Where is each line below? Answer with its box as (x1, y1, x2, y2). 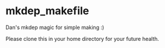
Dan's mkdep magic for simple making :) (5, 24, 104, 31)
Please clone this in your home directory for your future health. (5, 35, 160, 42)
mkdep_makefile (5, 4, 90, 18)
